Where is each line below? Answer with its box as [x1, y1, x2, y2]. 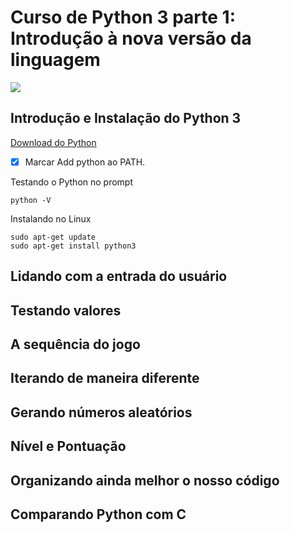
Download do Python [10, 136, 97, 148]
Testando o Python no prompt [10, 176, 134, 188]
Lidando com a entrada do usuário [10, 268, 228, 285]
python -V [10, 195, 52, 205]
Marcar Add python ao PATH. [24, 156, 146, 168]
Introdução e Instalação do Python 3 [10, 110, 242, 127]
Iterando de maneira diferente [10, 370, 200, 387]
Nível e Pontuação [10, 438, 127, 455]
